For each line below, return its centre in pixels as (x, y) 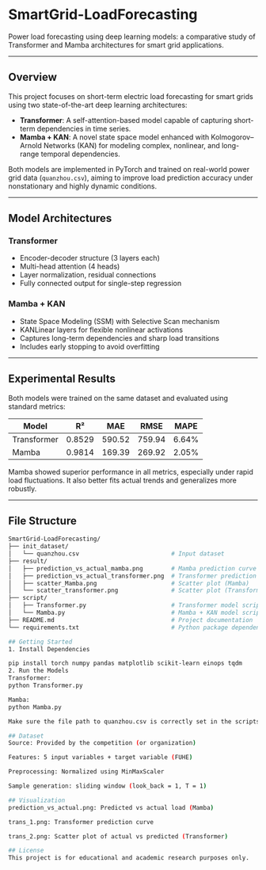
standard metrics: (37, 406)
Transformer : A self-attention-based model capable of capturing (125, 120)
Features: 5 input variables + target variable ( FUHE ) (101, 757)
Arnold (30, 145)
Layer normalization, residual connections (88, 275)
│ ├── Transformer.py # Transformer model (123, 605)
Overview (33, 77)
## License (26, 851)
